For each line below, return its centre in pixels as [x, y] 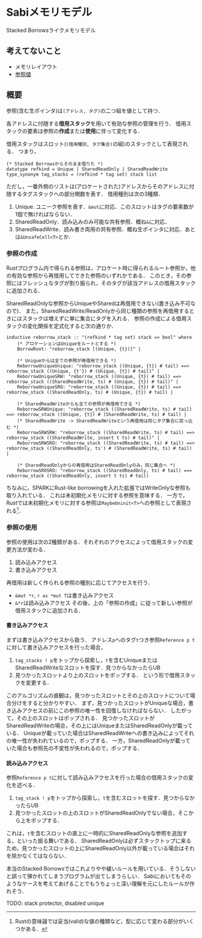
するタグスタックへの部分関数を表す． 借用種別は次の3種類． [87, 194]
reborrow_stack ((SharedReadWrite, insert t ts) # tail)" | [83, 438]
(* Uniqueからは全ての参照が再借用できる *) [67, 361]
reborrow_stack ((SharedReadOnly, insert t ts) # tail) [78, 476]
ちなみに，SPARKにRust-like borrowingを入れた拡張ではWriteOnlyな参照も [99, 488]
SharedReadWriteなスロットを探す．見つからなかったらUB [87, 668]
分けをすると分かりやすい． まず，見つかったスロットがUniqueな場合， [100, 703]
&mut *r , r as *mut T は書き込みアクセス [64, 595]
